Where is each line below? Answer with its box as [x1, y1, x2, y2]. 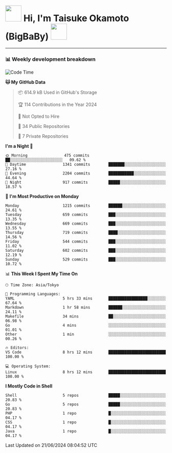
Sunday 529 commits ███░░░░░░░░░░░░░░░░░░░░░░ [5, 257, 166, 262]
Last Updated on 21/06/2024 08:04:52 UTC [5, 442, 97, 448]
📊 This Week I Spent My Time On [5, 271, 78, 277]
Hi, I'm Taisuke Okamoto [23, 13, 130, 24]
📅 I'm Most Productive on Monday [5, 193, 79, 200]
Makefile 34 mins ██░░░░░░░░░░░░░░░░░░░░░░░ [5, 314, 166, 319]
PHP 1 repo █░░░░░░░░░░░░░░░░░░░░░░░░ [5, 411, 166, 416]
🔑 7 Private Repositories [17, 133, 69, 139]
